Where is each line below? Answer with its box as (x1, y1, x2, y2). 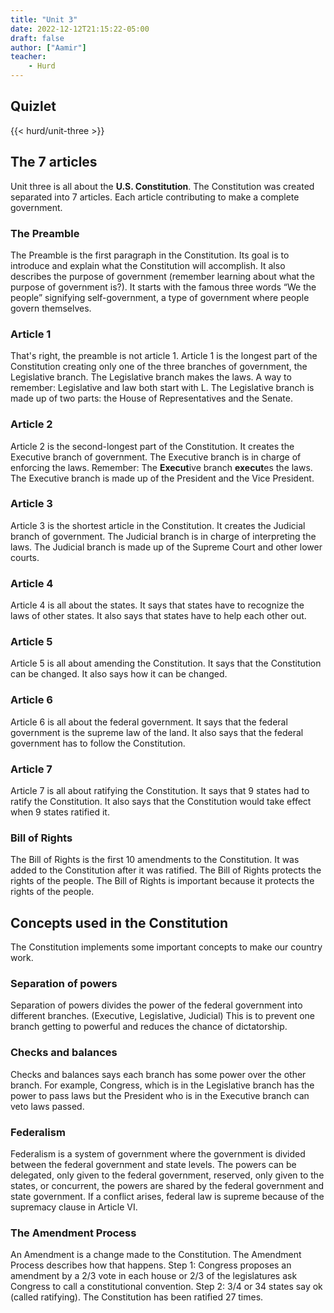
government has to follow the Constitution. (10, 737, 186, 749)
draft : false (10, 33, 65, 43)
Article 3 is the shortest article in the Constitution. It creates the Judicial (10, 519, 306, 531)
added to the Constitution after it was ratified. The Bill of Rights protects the (10, 864, 322, 876)
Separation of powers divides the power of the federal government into (10, 999, 303, 1011)
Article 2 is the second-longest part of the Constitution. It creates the (10, 440, 295, 452)
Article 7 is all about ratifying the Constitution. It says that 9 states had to (10, 785, 310, 796)
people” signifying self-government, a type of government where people (10, 291, 310, 303)
